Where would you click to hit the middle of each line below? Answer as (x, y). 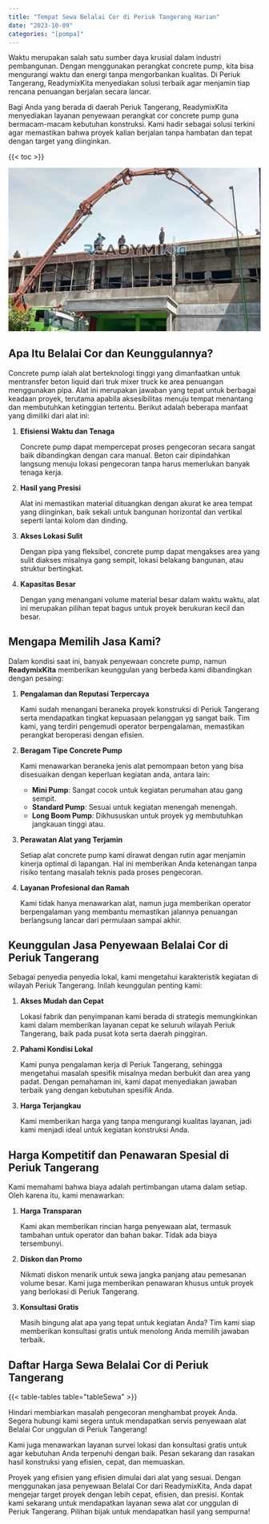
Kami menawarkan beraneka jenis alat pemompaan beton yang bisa (132, 766)
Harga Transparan (51, 1211)
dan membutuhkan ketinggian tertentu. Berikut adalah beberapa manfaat (128, 407)
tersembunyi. (42, 1243)
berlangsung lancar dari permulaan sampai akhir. (100, 920)
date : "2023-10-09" (41, 25)
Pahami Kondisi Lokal (56, 1049)
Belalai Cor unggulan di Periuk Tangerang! (78, 1429)
